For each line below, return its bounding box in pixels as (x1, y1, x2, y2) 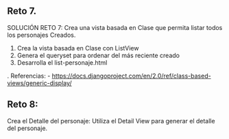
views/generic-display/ (7, 78, 72, 87)
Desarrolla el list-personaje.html (16, 58, 108, 67)
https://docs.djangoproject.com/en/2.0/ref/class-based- (51, 72, 211, 80)
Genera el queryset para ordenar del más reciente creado (16, 51, 180, 59)
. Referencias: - (7, 72, 51, 80)
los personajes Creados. (7, 31, 76, 39)
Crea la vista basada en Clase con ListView (16, 44, 139, 52)
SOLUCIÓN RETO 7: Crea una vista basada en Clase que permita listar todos (7, 23, 223, 31)
